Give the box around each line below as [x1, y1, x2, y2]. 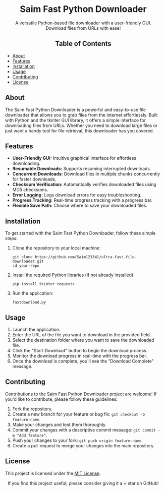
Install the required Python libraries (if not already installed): [12, 272, 135, 278]
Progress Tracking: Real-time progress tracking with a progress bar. [12, 197, 153, 203]
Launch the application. [12, 326, 60, 332]
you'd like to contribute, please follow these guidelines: [5, 396, 118, 402]
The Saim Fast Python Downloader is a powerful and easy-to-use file [5, 107, 146, 113]
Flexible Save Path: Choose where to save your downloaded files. [12, 202, 148, 209]
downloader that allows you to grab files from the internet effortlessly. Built [5, 112, 158, 118]
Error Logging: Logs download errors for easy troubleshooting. [12, 192, 142, 198]
